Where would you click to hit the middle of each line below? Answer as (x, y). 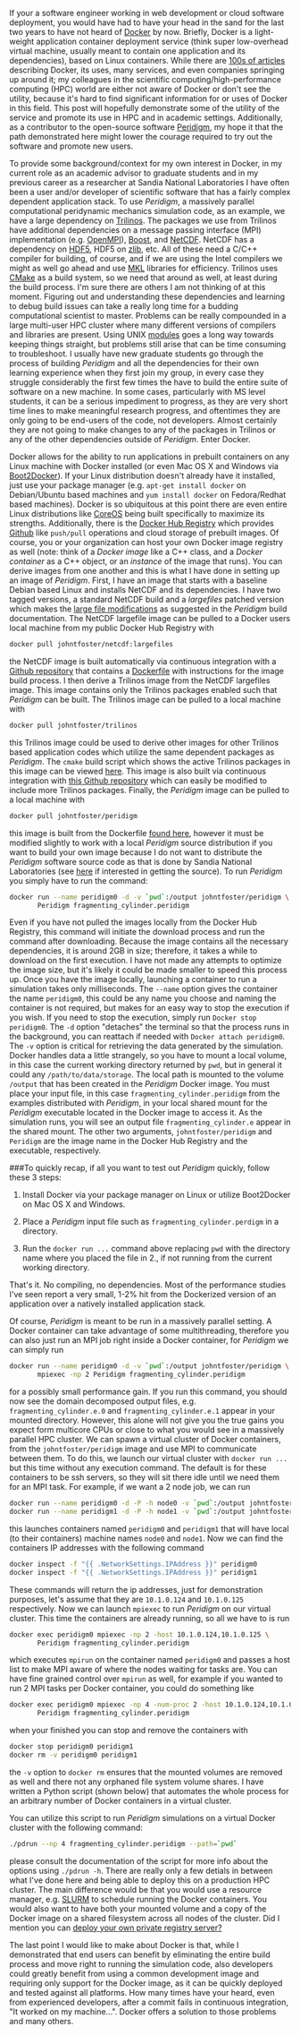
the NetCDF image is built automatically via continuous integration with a (143, 661)
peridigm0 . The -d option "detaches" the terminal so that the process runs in (150, 1027)
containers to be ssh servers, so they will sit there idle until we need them (144, 1477)
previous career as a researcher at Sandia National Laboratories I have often (150, 182)
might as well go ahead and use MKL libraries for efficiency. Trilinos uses (144, 268)
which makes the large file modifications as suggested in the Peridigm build (148, 609)
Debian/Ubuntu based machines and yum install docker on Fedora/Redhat (148, 495)
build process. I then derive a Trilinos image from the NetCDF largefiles (140, 680)
